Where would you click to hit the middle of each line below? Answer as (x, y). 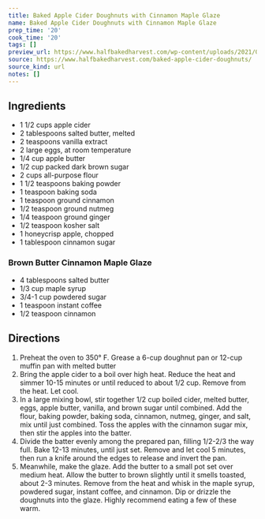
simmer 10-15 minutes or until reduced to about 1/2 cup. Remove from (133, 383)
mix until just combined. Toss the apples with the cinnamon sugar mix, (134, 424)
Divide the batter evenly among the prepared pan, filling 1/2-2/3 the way (137, 441)
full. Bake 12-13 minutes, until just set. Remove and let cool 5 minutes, (132, 450)
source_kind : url (37, 67)
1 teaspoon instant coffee (61, 305)
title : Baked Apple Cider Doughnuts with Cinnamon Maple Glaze (114, 15)
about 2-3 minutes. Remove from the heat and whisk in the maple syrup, (137, 483)
